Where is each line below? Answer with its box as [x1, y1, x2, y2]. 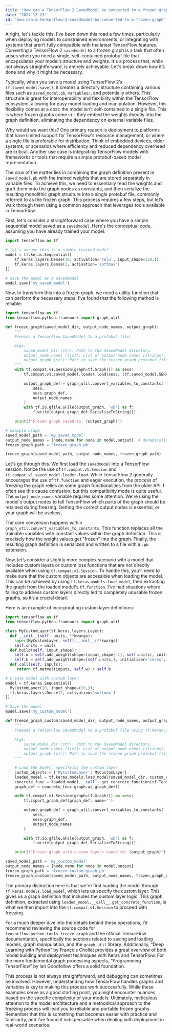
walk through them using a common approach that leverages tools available [5, 202, 165, 208]
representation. [5, 160, 37, 166]
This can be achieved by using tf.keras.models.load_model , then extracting [5, 579, 165, 585]
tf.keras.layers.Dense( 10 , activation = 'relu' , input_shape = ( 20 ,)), [14, 257, 161, 262]
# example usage [5, 428, 40, 433]
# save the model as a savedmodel [5, 276, 79, 281]
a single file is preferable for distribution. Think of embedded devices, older [5, 138, 165, 144]
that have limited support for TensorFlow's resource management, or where [5, 133, 165, 139]
